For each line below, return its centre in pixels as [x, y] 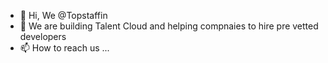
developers [43, 36]
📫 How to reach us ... [64, 48]
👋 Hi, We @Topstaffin [63, 15]
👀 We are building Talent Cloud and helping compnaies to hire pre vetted [169, 26]
